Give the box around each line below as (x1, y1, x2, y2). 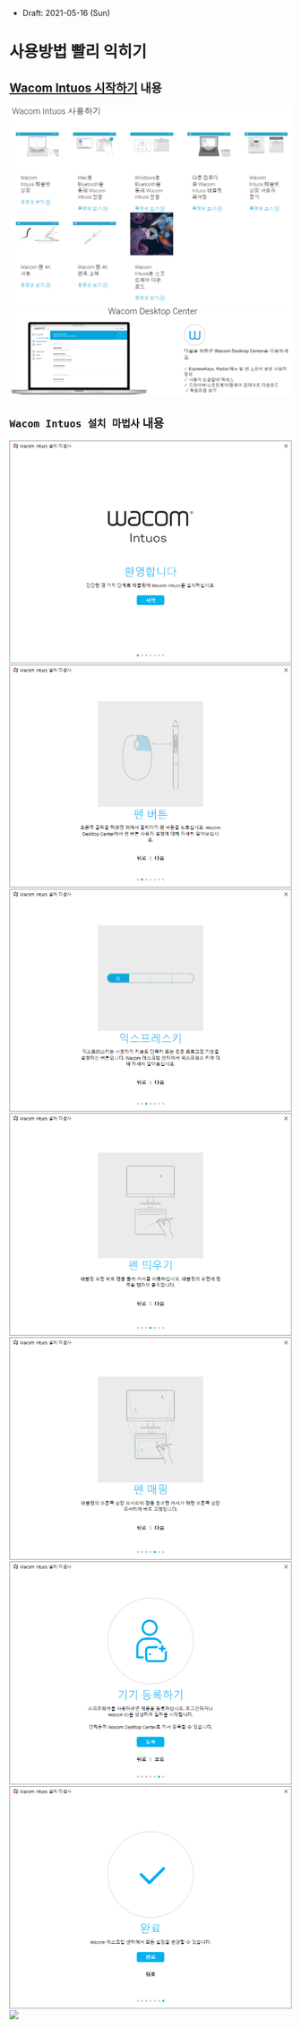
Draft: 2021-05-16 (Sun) (21, 8, 110, 18)
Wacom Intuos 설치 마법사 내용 (9, 416, 165, 431)
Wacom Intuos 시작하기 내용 (9, 80, 163, 95)
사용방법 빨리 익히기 (9, 42, 148, 62)
